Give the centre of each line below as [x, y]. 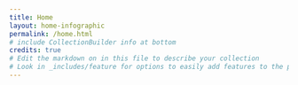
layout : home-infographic [57, 26]
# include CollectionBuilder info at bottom [93, 42]
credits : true [35, 50]
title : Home [31, 17]
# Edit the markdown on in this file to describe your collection [134, 58]
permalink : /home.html [51, 34]
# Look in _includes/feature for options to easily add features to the [146, 67]
